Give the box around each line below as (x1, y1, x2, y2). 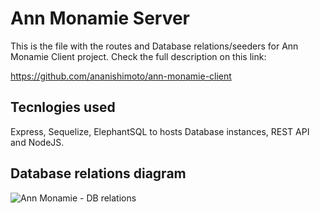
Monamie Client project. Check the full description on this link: (10, 50, 267, 62)
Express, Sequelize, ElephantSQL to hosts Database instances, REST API (10, 125, 310, 137)
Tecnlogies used (10, 99, 116, 116)
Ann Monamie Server (10, 7, 191, 30)
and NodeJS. (10, 136, 65, 148)
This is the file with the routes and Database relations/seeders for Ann (10, 40, 299, 52)
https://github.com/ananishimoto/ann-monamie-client (10, 70, 232, 82)
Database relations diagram (10, 165, 187, 182)
